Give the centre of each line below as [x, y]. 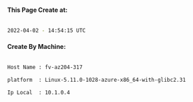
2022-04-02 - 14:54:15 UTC [47, 31]
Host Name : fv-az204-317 [45, 67]
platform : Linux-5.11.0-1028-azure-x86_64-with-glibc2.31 [97, 80]
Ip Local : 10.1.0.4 [39, 93]
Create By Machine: [37, 46]
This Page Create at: [37, 10]
